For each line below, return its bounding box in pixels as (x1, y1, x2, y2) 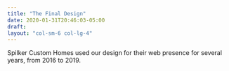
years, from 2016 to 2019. (7, 56, 81, 65)
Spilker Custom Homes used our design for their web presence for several (7, 49, 223, 57)
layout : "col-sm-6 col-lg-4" (7, 29, 93, 37)
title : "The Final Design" (7, 10, 86, 17)
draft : (7, 23, 27, 30)
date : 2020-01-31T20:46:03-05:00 (7, 17, 105, 24)
